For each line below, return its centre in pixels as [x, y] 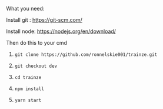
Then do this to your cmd [37, 43]
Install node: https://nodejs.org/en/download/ [61, 31]
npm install [29, 89]
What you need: [25, 9]
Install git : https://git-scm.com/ [44, 20]
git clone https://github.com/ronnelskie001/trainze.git [86, 55]
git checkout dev [36, 66]
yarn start [28, 100]
